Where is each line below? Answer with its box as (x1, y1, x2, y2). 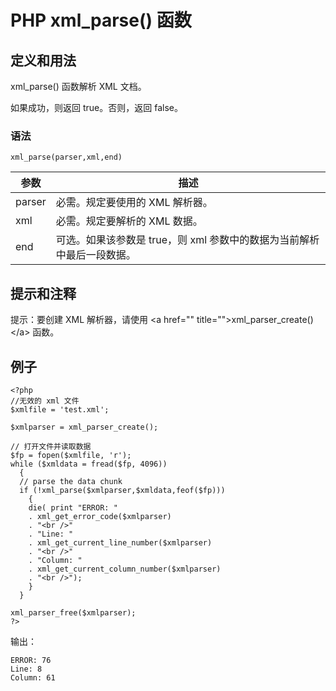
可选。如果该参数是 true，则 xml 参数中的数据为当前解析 (55, 233, 320, 247)
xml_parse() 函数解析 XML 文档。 (10, 81, 147, 92)
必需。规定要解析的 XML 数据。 (55, 214, 203, 228)
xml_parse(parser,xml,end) (10, 152, 123, 163)
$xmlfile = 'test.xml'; (10, 404, 110, 415)
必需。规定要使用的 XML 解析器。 (55, 196, 213, 210)
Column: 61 (10, 672, 56, 683)
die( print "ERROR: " (28, 502, 118, 513)
